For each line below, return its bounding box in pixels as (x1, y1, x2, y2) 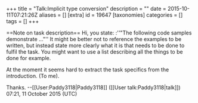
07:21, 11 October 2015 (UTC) (6, 90, 78, 97)
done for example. (6, 55, 51, 61)
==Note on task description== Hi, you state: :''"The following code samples (6, 29, 192, 36)
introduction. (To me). (6, 73, 60, 79)
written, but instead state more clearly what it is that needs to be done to (6, 42, 185, 49)
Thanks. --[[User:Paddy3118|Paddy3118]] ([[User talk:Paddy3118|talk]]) (6, 84, 181, 91)
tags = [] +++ (6, 18, 39, 24)
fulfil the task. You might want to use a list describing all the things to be (6, 48, 183, 55)
